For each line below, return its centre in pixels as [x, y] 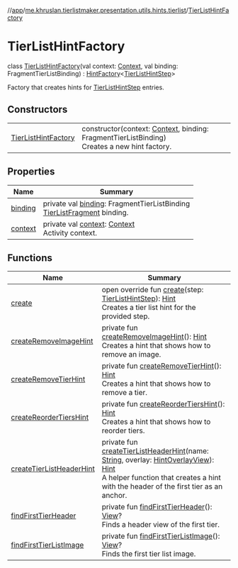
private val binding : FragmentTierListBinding [117, 204]
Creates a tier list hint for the [149, 308]
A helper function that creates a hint [161, 478]
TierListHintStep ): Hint [138, 299]
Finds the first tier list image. [149, 554]
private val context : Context [89, 224]
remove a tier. [124, 393]
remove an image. [131, 355]
